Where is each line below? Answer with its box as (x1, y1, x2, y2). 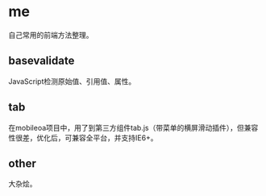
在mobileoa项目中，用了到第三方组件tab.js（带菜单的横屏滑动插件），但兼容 (8, 123, 259, 132)
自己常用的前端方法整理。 (8, 30, 94, 40)
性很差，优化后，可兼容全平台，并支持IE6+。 (8, 132, 159, 143)
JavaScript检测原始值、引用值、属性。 (8, 76, 136, 86)
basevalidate (8, 54, 75, 68)
